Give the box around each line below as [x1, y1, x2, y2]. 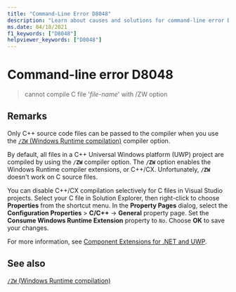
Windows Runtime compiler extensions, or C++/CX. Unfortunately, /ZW [7, 165, 211, 173]
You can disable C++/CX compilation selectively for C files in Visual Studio [7, 186, 223, 194]
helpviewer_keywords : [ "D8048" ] [7, 37, 102, 44]
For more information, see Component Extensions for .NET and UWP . [7, 237, 207, 246]
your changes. [7, 223, 49, 232]
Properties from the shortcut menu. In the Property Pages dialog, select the [7, 201, 228, 210]
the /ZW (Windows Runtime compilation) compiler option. [7, 137, 171, 145]
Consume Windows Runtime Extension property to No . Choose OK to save [7, 216, 225, 224]
